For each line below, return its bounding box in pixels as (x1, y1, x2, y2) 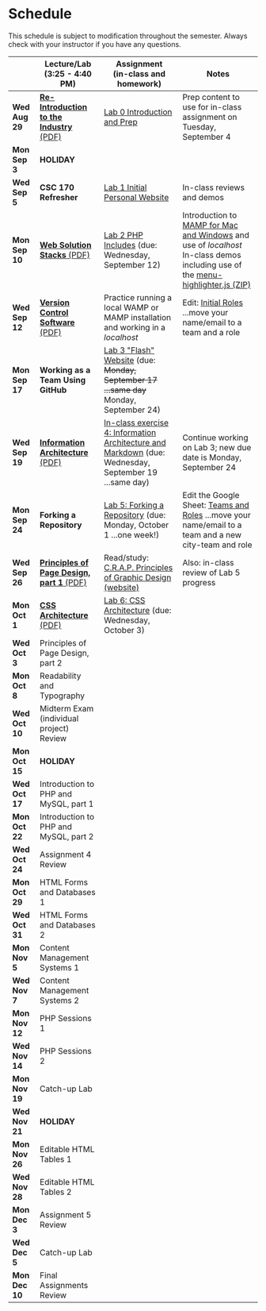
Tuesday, (181, 121, 217, 132)
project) (39, 723, 70, 734)
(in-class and (112, 68, 166, 79)
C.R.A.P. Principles (104, 561, 173, 573)
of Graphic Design (104, 572, 172, 583)
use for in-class (181, 101, 242, 112)
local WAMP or (104, 302, 159, 313)
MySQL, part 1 (39, 798, 94, 809)
